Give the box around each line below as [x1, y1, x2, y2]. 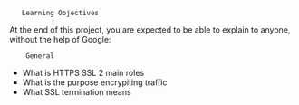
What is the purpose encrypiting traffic [22, 77, 168, 88]
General [25, 52, 54, 61]
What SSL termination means [22, 87, 131, 97]
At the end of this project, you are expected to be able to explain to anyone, [9, 24, 291, 35]
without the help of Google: [9, 34, 111, 44]
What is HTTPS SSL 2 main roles [22, 68, 145, 78]
